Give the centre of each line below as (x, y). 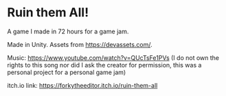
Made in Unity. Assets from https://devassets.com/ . (80, 44)
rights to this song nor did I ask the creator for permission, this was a (104, 65)
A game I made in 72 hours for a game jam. (68, 31)
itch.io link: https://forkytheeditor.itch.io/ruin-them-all (82, 85)
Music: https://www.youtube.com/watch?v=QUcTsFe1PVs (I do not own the (113, 58)
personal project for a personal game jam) (67, 72)
